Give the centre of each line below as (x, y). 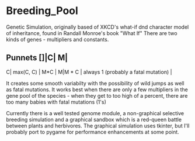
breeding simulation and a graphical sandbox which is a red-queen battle (94, 119)
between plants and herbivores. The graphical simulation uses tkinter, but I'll (98, 125)
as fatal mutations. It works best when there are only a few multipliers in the (97, 90)
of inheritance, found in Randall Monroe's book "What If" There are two (92, 33)
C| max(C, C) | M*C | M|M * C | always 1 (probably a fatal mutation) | (89, 72)
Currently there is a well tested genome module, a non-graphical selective (95, 113)
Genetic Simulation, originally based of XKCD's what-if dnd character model (97, 27)
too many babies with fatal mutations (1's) (56, 102)
